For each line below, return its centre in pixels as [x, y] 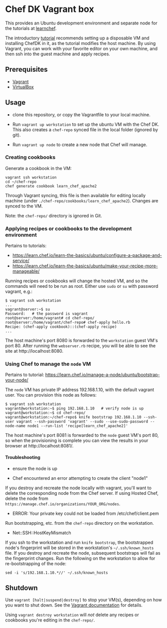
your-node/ [17, 380]
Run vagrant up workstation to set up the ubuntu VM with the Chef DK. [86, 124]
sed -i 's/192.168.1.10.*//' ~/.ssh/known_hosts [57, 573]
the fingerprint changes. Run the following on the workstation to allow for [80, 558]
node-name [15, 426]
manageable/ [26, 271]
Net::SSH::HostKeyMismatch [42, 533]
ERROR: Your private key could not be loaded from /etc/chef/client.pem [85, 513]
